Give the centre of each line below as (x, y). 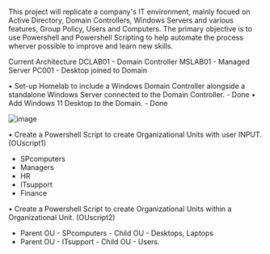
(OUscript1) (27, 143)
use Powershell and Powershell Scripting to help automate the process (126, 37)
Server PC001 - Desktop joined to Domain (78, 70)
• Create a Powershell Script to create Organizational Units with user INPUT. (135, 134)
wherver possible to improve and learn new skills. (91, 46)
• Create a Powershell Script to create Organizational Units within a (120, 209)
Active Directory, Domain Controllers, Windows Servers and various (121, 20)
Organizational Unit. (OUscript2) (62, 217)
